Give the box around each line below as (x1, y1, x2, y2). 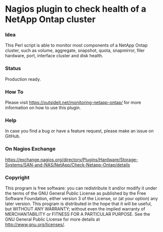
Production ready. (5, 76, 41, 82)
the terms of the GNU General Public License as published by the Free (5, 190, 146, 196)
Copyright (5, 174, 30, 181)
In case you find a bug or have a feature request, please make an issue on (5, 128, 154, 134)
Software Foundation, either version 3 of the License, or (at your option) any (5, 195, 158, 201)
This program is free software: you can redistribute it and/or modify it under (5, 185, 157, 191)
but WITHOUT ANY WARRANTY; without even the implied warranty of (5, 206, 145, 211)
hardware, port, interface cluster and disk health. (5, 53, 103, 59)
